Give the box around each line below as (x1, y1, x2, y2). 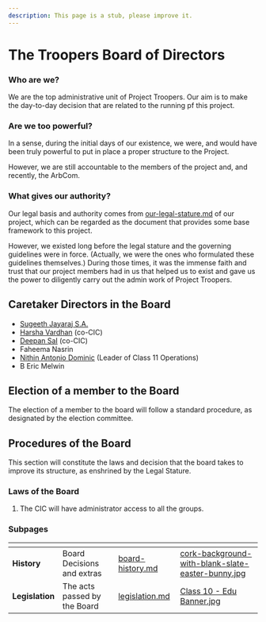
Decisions (62, 558, 100, 569)
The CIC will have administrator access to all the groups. (19, 504, 204, 513)
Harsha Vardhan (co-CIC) (19, 327, 103, 337)
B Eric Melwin (19, 361, 65, 370)
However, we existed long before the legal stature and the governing (8, 241, 232, 250)
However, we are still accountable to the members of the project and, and (8, 162, 248, 172)
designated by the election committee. (8, 414, 134, 423)
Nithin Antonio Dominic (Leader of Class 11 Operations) (19, 353, 199, 362)
